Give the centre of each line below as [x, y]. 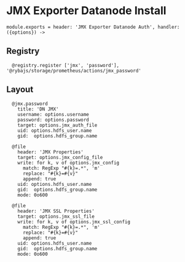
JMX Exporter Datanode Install [86, 11]
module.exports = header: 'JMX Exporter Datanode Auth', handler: [93, 27]
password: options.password [53, 120]
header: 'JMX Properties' [51, 152]
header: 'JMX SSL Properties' [56, 211]
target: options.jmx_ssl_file [56, 216]
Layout [20, 90]
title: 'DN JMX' [38, 109]
